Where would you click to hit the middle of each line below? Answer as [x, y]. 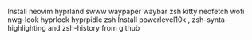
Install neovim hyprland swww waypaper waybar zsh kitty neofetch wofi [126, 11]
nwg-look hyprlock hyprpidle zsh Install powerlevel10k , [99, 20]
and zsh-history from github [94, 28]
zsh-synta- [210, 20]
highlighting [27, 28]
